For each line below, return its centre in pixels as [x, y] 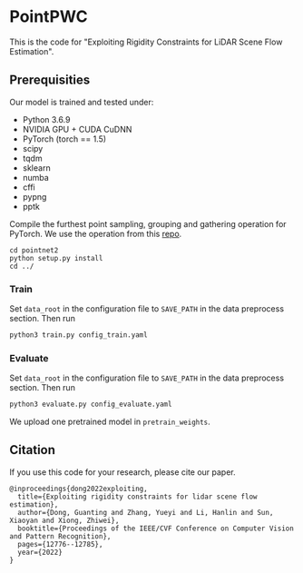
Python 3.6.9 [46, 119]
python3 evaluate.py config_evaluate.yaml [91, 405]
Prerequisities [50, 80]
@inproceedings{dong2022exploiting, [78, 489]
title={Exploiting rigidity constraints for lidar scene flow [137, 497]
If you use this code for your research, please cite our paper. [122, 472]
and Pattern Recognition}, [60, 536]
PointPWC [49, 17]
